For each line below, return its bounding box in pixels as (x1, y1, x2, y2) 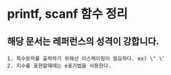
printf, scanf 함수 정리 (7, 6, 128, 22)
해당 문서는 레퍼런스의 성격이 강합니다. (7, 35, 159, 47)
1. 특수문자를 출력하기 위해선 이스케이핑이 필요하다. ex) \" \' (7, 55, 166, 62)
